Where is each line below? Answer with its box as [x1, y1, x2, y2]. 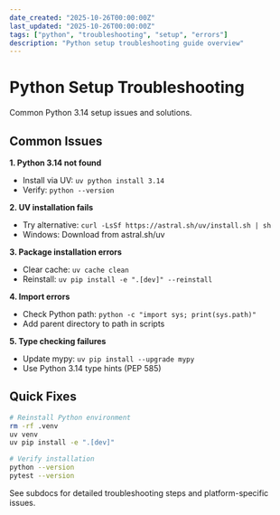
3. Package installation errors [9, 247, 122, 257]
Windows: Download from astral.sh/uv [22, 229, 165, 239]
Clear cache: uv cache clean [22, 264, 129, 275]
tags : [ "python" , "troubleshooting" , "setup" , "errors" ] [9, 30, 229, 39]
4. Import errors [9, 291, 70, 302]
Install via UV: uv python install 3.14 [22, 175, 165, 185]
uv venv [9, 430, 39, 439]
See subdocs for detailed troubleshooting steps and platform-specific [9, 487, 269, 498]
